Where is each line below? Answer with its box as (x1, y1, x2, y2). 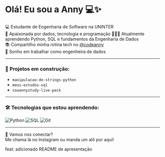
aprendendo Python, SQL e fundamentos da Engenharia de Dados (5, 36, 139, 42)
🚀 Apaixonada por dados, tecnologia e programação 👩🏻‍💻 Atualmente (5, 30, 145, 37)
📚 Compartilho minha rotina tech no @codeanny (5, 41, 104, 47)
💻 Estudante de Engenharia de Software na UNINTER (5, 24, 114, 29)
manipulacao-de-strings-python (12, 78, 77, 82)
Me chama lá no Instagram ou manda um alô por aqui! (5, 136, 114, 142)
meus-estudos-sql (12, 83, 48, 88)
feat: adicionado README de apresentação (5, 146, 92, 152)
